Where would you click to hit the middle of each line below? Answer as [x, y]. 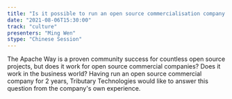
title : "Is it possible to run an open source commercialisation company [116, 13]
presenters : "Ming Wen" [42, 33]
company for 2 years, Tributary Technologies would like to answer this [108, 81]
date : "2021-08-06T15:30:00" [49, 20]
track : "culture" [32, 26]
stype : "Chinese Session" [44, 39]
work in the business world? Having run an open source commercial [105, 74]
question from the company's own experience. [74, 89]
